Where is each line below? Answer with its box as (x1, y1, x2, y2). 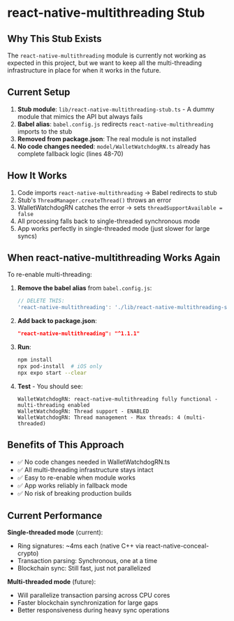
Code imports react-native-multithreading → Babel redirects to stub (17, 188, 218, 197)
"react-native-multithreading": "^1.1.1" (17, 330, 140, 337)
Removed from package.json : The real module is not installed (17, 134, 197, 143)
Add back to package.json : (17, 317, 97, 325)
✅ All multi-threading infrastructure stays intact (17, 465, 154, 473)
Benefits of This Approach (7, 439, 124, 451)
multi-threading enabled (17, 401, 90, 408)
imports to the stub (17, 127, 73, 136)
